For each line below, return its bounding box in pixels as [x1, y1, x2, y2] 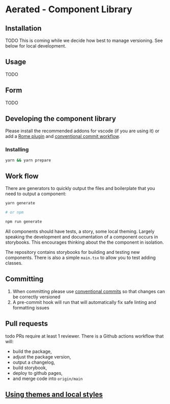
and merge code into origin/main [12, 375, 83, 382]
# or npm [5, 210, 24, 215]
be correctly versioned [12, 294, 61, 300]
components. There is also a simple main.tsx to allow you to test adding [5, 254, 156, 261]
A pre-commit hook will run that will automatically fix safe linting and [12, 299, 156, 305]
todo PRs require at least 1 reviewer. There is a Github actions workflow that [5, 333, 164, 339]
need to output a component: [5, 191, 67, 197]
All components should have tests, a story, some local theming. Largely [5, 228, 155, 234]
